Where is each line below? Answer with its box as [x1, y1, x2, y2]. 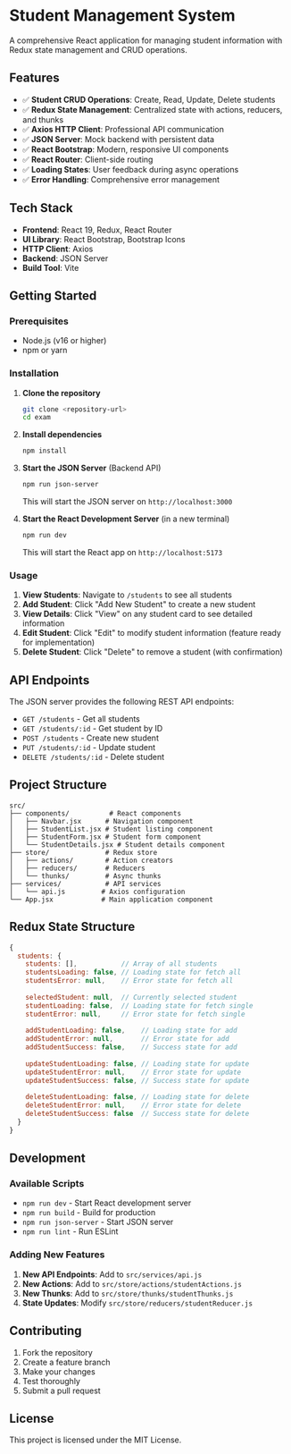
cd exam [21, 413, 51, 422]
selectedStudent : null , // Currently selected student [25, 993, 238, 1002]
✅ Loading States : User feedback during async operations [21, 164, 239, 174]
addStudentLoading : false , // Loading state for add [25, 1026, 238, 1036]
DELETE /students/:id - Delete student [21, 752, 165, 763]
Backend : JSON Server [21, 252, 109, 264]
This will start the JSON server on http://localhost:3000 [21, 496, 233, 507]
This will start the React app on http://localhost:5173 [21, 546, 223, 557]
